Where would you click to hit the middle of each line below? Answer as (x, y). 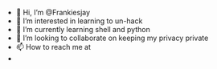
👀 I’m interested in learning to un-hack (79, 21)
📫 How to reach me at (53, 47)
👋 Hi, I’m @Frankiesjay (53, 12)
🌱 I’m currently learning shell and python (83, 29)
